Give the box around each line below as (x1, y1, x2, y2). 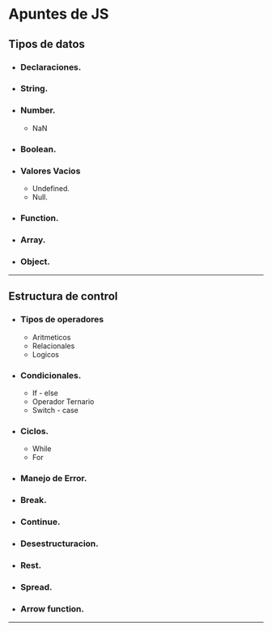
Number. (19, 104, 56, 116)
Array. (19, 234, 46, 245)
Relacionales (32, 341, 75, 351)
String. (19, 83, 49, 94)
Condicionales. (19, 369, 82, 381)
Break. (19, 495, 47, 506)
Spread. (19, 581, 53, 592)
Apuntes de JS (8, 5, 109, 23)
